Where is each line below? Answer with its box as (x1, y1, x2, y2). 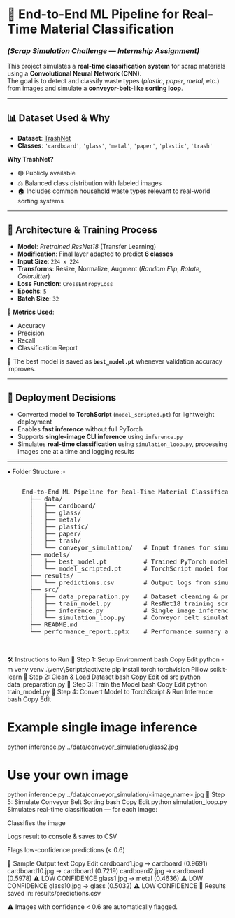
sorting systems (17, 197, 64, 206)
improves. (7, 365, 36, 373)
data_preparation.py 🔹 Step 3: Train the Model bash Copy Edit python (7, 680, 208, 688)
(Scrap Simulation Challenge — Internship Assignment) (7, 46, 200, 56)
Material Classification (40, 21, 175, 37)
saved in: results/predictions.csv (7, 889, 101, 897)
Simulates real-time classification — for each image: (7, 805, 158, 813)
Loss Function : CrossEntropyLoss (17, 280, 113, 288)
